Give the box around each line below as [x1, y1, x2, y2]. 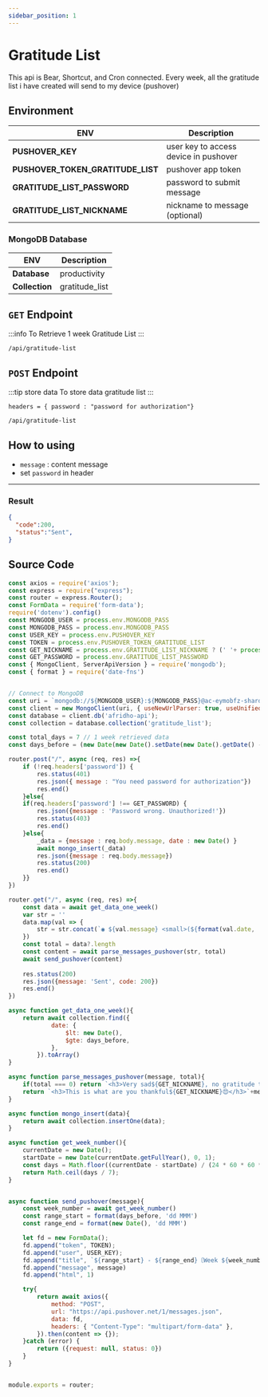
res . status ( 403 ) [37, 815, 91, 823]
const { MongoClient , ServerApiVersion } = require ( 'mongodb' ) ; [8, 661, 227, 669]
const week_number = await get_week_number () [22, 1205, 177, 1213]
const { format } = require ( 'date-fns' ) [8, 668, 145, 677]
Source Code [8, 558, 74, 571]
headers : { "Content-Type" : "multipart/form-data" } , [50, 1322, 234, 1331]
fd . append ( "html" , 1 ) [22, 1271, 94, 1279]
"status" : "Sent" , [15, 528, 73, 537]
